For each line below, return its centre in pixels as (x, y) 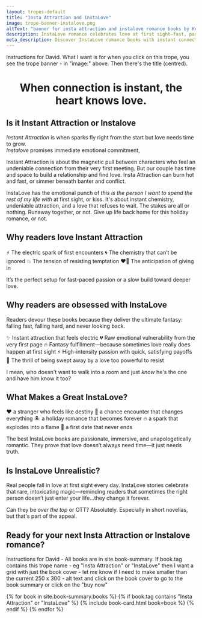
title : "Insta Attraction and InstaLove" (59, 18)
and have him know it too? (38, 378)
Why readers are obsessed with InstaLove (87, 305)
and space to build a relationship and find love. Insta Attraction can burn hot (100, 175)
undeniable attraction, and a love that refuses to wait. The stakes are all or (98, 205)
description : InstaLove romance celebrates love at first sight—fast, (96, 34)
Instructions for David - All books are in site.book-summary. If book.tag (94, 559)
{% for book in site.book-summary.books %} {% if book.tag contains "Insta (99, 597)
